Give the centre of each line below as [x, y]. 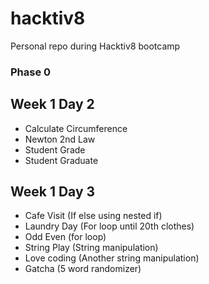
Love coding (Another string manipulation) [112, 258]
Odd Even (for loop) [65, 237]
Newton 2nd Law [60, 139]
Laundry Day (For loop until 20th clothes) [109, 226]
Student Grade [55, 149]
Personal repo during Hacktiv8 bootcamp [95, 46]
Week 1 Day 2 [52, 104]
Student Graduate [61, 160]
